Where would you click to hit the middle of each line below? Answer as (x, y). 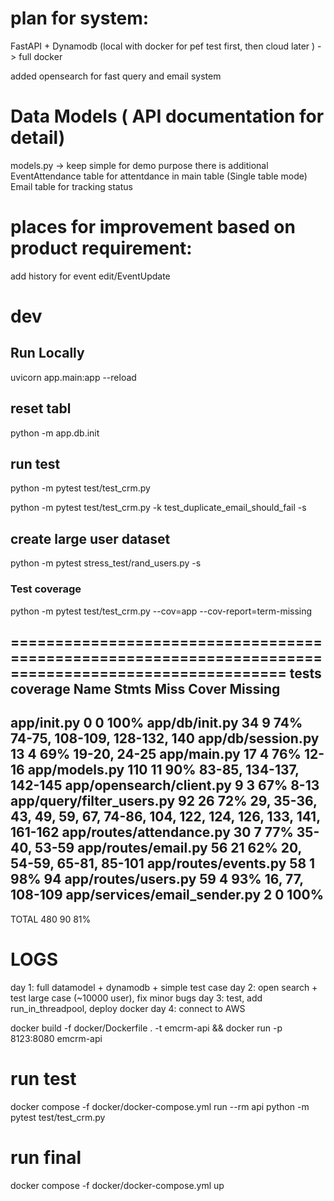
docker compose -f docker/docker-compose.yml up (117, 1185)
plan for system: (80, 18)
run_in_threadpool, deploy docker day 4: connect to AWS (128, 1008)
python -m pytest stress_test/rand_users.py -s (106, 563)
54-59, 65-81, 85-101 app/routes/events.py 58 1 (163, 863)
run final (46, 1157)
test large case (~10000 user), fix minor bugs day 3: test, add (136, 998)
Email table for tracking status (71, 186)
